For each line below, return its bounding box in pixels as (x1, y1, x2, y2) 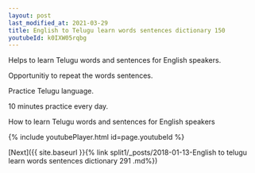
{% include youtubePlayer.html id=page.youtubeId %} (8, 133, 185, 142)
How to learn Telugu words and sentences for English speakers (8, 117, 216, 127)
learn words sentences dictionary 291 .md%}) (8, 156, 158, 166)
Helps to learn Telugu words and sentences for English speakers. (8, 56, 222, 65)
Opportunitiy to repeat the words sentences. (8, 71, 153, 80)
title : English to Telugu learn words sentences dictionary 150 (8, 26, 226, 34)
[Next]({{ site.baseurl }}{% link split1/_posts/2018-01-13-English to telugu (8, 148, 248, 157)
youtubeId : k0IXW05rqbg (8, 33, 87, 42)
